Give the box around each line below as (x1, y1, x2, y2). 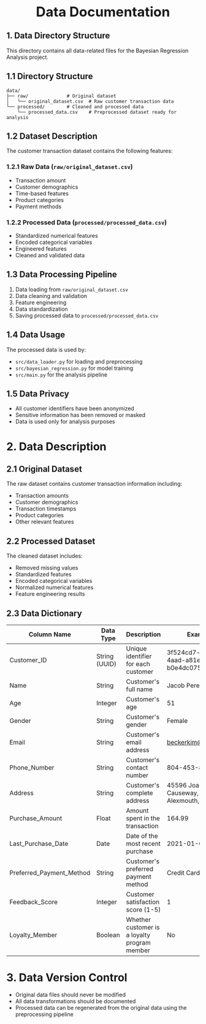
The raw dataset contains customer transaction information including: (6, 480, 183, 488)
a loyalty (126, 931, 151, 939)
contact (126, 764, 148, 772)
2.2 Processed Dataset (6, 536, 96, 546)
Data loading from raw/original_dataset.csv (15, 286, 129, 293)
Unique (126, 644, 147, 653)
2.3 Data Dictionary (6, 608, 82, 619)
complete (126, 789, 153, 797)
